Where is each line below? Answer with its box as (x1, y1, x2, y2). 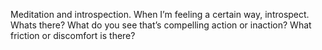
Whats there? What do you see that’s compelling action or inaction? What (10, 19, 312, 31)
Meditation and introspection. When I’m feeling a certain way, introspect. (10, 9, 310, 20)
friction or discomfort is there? (10, 30, 136, 41)
